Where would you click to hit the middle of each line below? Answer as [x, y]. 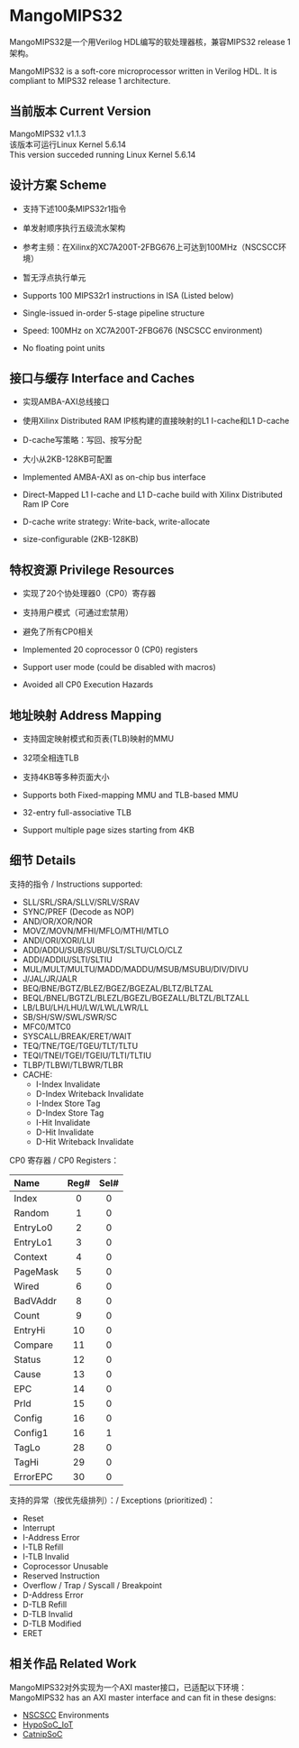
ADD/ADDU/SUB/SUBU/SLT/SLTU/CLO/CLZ [102, 950]
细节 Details [43, 861]
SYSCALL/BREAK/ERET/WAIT [77, 1036]
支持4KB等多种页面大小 [66, 777]
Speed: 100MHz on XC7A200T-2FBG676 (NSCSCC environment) [142, 330]
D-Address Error [53, 1595]
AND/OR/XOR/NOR [57, 921]
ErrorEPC [34, 1477]
